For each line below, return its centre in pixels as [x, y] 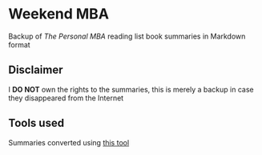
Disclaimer [36, 70]
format [19, 44]
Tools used [36, 123]
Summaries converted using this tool [69, 142]
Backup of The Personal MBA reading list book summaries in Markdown [127, 36]
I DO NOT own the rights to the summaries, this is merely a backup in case [131, 89]
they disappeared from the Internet [66, 98]
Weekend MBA [59, 14]
